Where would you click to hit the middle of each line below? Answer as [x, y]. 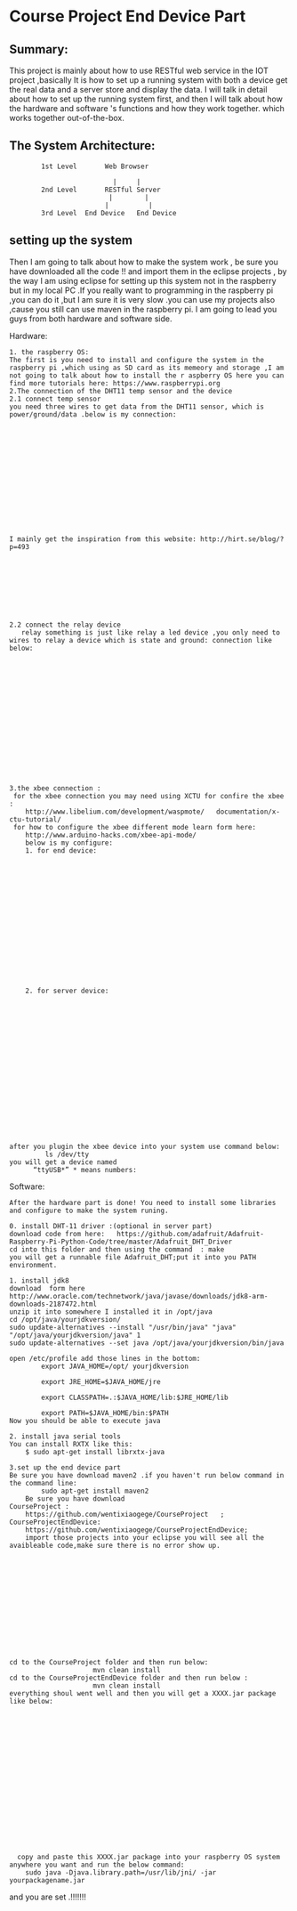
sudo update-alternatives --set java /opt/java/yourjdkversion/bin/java [147, 1343]
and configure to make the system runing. [89, 1211]
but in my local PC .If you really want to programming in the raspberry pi [141, 290]
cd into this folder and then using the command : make [117, 1249]
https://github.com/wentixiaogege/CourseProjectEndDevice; [137, 1530]
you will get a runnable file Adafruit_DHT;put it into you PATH [132, 1257]
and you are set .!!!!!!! [48, 1897]
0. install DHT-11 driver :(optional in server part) [111, 1226]
